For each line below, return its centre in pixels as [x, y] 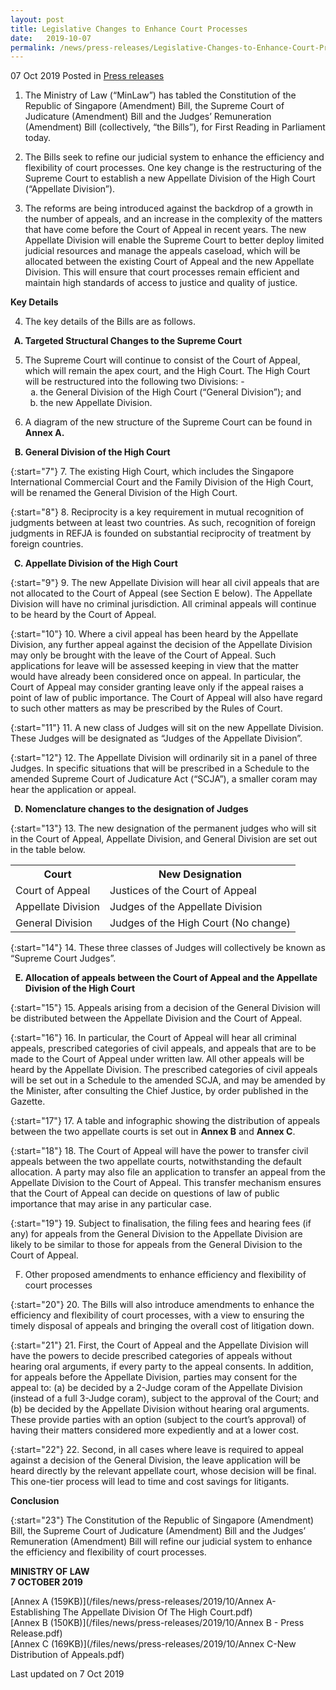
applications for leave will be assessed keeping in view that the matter [155, 666]
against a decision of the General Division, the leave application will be [155, 1460]
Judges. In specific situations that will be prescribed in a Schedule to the [160, 768]
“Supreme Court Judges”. [63, 958]
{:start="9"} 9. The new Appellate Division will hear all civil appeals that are [165, 583]
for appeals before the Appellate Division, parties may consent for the [154, 1377]
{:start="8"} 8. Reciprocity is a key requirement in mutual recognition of [157, 512]
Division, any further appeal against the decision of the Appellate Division [161, 645]
